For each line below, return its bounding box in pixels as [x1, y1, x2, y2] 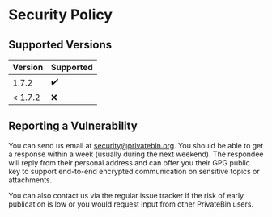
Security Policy [8, 6, 113, 24]
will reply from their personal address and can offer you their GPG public [8, 157, 251, 167]
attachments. [8, 175, 53, 185]
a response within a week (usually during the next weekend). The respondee [8, 149, 265, 159]
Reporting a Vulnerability [8, 119, 138, 133]
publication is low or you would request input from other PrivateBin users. [8, 199, 253, 209]
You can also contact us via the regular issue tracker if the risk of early [8, 190, 244, 200]
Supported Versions [8, 38, 112, 52]
